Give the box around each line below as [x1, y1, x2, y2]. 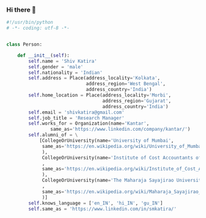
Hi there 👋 [6, 5, 37, 14]
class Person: [6, 42, 43, 48]
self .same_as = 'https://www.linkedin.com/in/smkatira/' [28, 206, 177, 212]
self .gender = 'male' [28, 64, 84, 70]
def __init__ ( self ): [17, 52, 70, 59]
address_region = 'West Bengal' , [85, 81, 166, 87]
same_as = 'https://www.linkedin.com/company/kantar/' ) [50, 126, 191, 133]
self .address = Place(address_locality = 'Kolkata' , [28, 75, 161, 81]
